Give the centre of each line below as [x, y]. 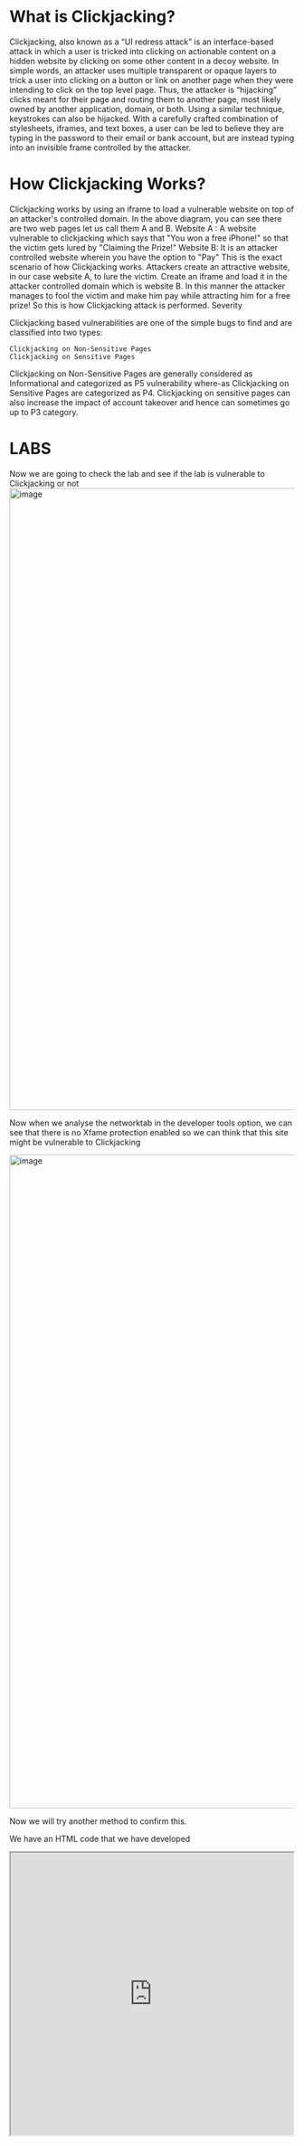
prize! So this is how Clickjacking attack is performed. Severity [126, 305]
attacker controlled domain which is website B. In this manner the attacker [147, 286]
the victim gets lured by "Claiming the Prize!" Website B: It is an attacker [144, 247]
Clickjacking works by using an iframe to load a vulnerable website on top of [152, 209]
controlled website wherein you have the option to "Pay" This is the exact [146, 257]
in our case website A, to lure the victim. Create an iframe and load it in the [148, 276]
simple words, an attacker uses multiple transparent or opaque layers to [143, 71]
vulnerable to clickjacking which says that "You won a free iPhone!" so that [149, 238]
